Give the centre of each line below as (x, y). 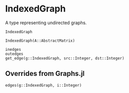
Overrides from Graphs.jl (45, 74)
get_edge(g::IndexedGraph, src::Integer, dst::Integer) (65, 58)
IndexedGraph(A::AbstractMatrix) (40, 41)
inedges (13, 49)
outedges (14, 54)
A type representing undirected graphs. (46, 23)
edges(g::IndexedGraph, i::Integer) (43, 85)
